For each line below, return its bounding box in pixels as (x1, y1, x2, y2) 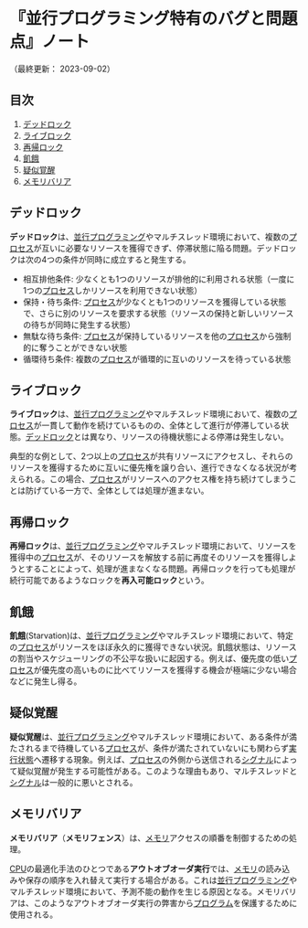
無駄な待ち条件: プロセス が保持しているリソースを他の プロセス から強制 (22, 330, 292, 341)
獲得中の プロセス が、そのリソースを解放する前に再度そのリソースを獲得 (9, 552, 281, 563)
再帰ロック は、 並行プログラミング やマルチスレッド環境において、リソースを (9, 540, 297, 551)
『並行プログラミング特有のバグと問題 (9, 8, 299, 29)
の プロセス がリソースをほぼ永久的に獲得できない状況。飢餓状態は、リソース (9, 642, 297, 652)
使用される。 (9, 909, 58, 920)
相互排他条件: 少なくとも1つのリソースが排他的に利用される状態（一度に (22, 273, 295, 284)
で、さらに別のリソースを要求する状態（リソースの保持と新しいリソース (22, 307, 294, 318)
